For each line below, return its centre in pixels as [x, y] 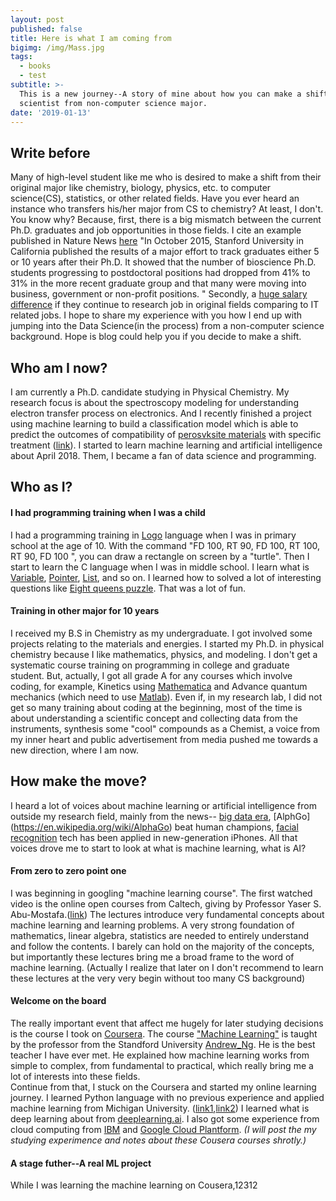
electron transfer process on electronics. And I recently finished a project [161, 413]
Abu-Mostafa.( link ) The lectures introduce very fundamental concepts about [167, 914]
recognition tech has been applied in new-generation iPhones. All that [154, 837]
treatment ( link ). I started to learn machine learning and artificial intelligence [166, 445]
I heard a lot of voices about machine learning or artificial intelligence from [163, 805]
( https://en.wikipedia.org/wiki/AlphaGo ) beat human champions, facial [154, 827]
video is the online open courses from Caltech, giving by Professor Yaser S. [166, 903]
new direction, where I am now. [75, 750]
